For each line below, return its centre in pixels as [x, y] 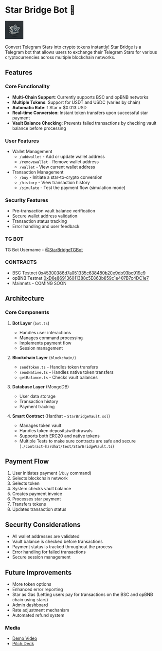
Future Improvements [38, 572]
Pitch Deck [23, 644]
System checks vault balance [42, 489]
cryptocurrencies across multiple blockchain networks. [60, 57]
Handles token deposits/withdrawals [56, 430]
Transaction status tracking [39, 221]
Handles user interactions [45, 332]
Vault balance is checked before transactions [57, 542]
